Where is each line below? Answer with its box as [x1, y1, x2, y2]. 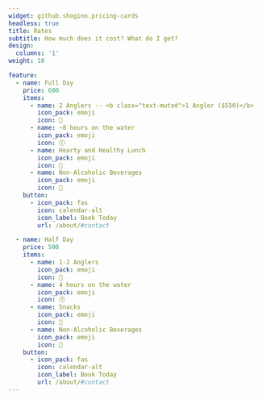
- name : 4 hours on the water [29, 281, 131, 289]
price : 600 [23, 86, 60, 94]
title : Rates [8, 27, 52, 35]
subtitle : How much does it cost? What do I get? [8, 34, 179, 43]
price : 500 [23, 243, 60, 251]
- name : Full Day [15, 78, 74, 87]
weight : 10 [8, 57, 45, 65]
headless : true [8, 19, 60, 27]
